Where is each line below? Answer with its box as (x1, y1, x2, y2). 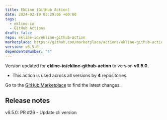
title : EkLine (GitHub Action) (5, 7, 70, 12)
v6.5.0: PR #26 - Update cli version (5, 110, 77, 116)
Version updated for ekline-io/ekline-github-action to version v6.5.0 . (5, 63, 149, 69)
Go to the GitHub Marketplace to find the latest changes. (5, 82, 121, 88)
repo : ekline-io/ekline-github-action (5, 35, 85, 40)
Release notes (5, 96, 50, 105)
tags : (5, 16, 16, 21)
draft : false (5, 30, 32, 35)
